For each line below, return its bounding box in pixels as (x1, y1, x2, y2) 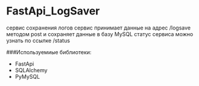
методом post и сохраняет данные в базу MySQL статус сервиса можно (6, 30, 194, 37)
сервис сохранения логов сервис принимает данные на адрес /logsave (6, 24, 191, 31)
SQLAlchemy (14, 66, 48, 73)
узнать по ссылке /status (6, 37, 71, 44)
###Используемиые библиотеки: (6, 48, 92, 55)
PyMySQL (14, 73, 40, 80)
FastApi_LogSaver (6, 4, 100, 18)
